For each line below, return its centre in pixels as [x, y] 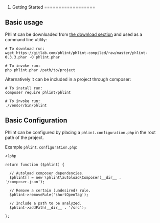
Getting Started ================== [54, 7]
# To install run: [24, 88]
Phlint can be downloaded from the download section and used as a [74, 34]
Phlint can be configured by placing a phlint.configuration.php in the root [80, 132]
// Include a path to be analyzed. [46, 203]
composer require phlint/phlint [38, 92]
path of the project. [24, 138]
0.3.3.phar [16, 57]
